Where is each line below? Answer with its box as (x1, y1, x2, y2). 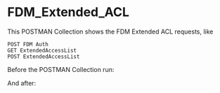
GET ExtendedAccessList (7, 47, 77, 54)
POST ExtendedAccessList (7, 53, 80, 60)
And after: (7, 78, 37, 87)
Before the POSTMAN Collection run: (7, 65, 115, 73)
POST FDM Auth (7, 41, 49, 48)
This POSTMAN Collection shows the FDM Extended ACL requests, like (7, 27, 214, 36)
